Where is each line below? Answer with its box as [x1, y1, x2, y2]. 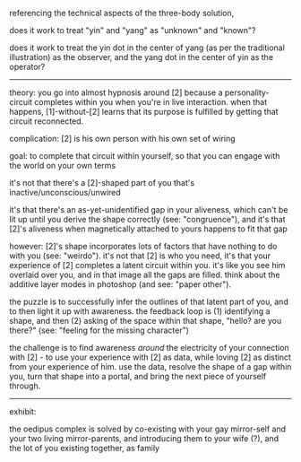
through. [9, 380, 41, 391]
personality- [224, 87, 271, 98]
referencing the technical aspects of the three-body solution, [9, 8, 235, 18]
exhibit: [9, 406, 37, 416]
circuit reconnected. [9, 116, 84, 126]
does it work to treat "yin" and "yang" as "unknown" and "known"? [9, 25, 257, 35]
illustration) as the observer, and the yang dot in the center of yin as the [9, 52, 274, 62]
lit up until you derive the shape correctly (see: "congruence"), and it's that [9, 214, 286, 224]
